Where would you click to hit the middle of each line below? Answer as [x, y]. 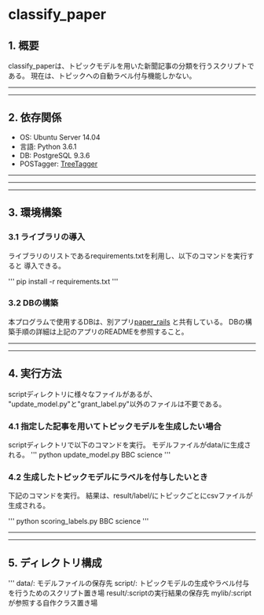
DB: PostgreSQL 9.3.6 [55, 155]
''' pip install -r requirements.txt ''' [63, 281]
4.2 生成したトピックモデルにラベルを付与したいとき [108, 476]
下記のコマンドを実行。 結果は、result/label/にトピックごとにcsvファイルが [130, 496]
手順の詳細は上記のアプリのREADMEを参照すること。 [101, 332]
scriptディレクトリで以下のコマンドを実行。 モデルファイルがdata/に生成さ [130, 445]
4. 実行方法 [35, 374]
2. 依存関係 [35, 118]
